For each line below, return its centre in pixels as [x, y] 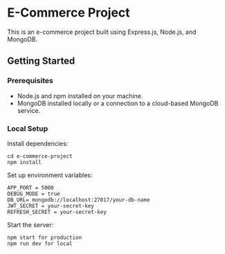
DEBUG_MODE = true [34, 194]
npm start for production [44, 237]
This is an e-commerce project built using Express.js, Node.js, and [102, 32]
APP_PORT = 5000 [30, 188]
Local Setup [28, 128]
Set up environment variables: [50, 175]
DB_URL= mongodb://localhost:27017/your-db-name [79, 200]
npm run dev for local [40, 244]
